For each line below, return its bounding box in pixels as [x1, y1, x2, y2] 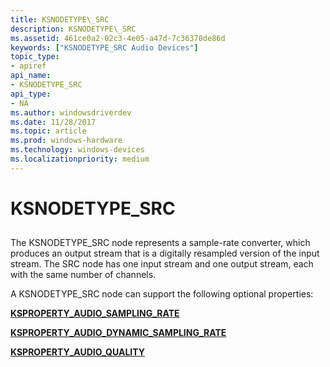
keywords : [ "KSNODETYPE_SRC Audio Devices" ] [10, 42, 199, 53]
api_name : [10, 71, 52, 81]
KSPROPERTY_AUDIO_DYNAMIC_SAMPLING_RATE [10, 327, 227, 339]
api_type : [10, 89, 52, 99]
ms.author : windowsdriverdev [10, 107, 132, 118]
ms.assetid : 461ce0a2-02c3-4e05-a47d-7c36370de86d [10, 33, 226, 43]
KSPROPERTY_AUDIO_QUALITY [10, 346, 145, 358]
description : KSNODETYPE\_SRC [10, 24, 137, 34]
